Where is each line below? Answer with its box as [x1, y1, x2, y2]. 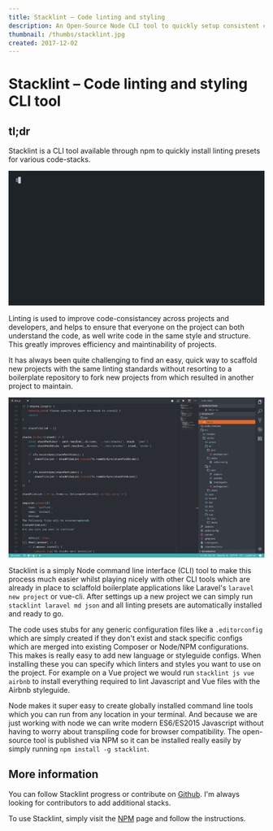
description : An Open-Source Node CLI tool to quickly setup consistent [8, 21, 260, 30]
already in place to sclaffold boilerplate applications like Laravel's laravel [8, 582, 254, 593]
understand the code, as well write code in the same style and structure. [8, 330, 251, 341]
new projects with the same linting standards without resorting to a [8, 363, 232, 373]
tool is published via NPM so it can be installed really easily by [33, 735, 241, 745]
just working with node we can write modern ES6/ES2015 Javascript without [8, 718, 264, 728]
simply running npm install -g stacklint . [8, 744, 150, 754]
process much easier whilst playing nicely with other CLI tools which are [8, 574, 250, 584]
